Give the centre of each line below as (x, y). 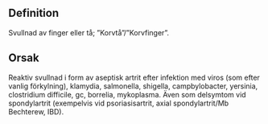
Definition (33, 13)
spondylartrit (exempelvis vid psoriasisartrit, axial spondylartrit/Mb (119, 103)
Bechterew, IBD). (36, 111)
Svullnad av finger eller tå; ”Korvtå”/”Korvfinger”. (89, 32)
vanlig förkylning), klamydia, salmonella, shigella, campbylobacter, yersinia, (133, 86)
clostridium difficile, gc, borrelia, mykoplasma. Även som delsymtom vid (128, 94)
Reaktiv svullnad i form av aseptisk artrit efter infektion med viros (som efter (134, 77)
